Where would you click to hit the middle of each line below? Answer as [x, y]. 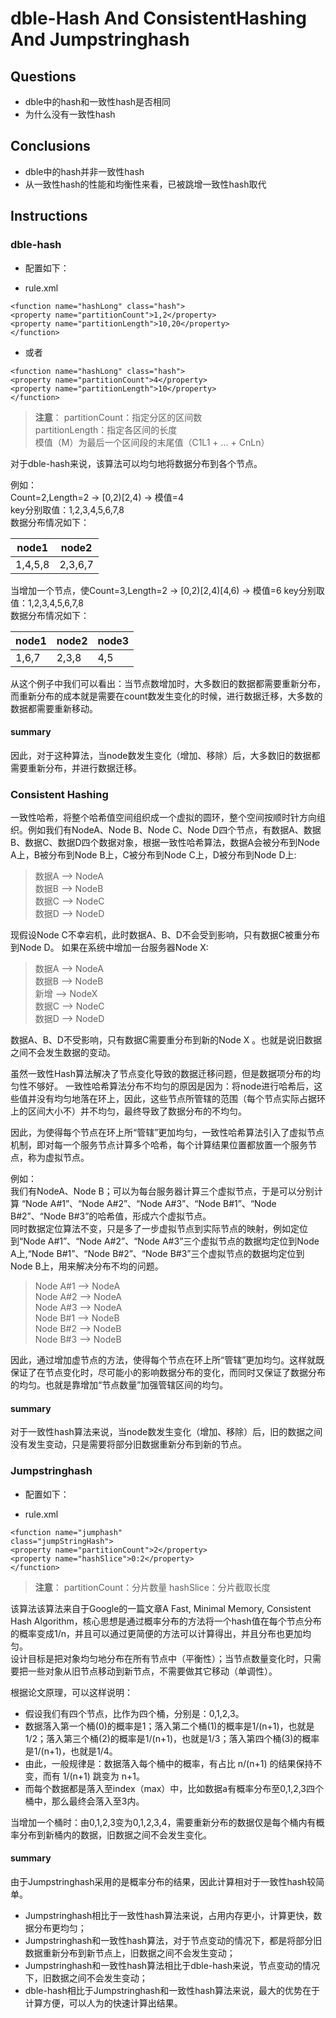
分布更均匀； [60, 1928]
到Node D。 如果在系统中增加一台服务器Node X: [109, 947]
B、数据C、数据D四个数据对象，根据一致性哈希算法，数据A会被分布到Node [165, 842]
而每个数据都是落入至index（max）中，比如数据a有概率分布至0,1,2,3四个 [174, 1788]
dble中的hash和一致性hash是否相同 [98, 101]
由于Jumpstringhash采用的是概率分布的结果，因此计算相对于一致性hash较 [163, 1881]
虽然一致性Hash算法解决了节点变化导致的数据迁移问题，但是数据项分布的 [161, 1073]
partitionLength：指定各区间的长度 [106, 429]
